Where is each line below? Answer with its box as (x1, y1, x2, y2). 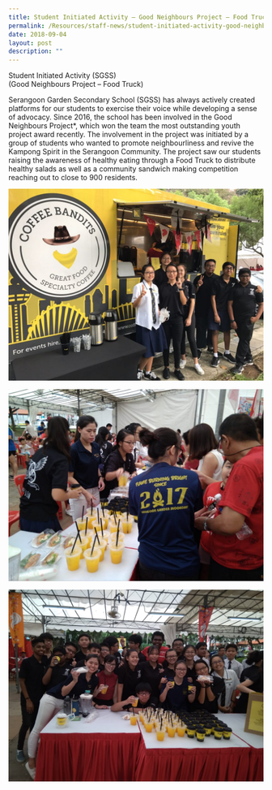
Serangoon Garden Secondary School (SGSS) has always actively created (8, 95, 256, 105)
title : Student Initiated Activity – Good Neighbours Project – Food (8, 13, 249, 21)
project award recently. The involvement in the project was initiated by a (8, 130, 249, 140)
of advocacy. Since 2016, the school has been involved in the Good (8, 112, 232, 122)
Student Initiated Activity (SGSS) (8, 71, 117, 80)
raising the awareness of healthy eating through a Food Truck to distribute (8, 155, 257, 166)
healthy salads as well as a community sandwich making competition (8, 164, 239, 174)
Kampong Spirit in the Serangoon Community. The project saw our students (8, 147, 261, 157)
